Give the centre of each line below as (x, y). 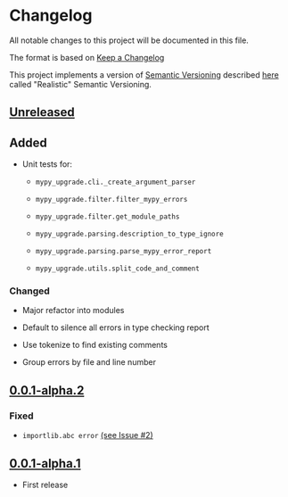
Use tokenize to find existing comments (95, 345)
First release (45, 485)
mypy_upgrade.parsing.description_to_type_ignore (130, 234)
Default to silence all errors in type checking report (115, 327)
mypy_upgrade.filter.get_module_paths (107, 217)
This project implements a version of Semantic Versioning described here (144, 75)
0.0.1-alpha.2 (47, 390)
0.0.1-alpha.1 (45, 464)
